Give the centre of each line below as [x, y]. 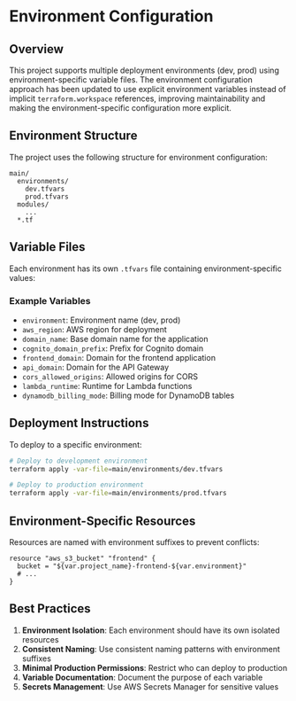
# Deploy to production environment [76, 485]
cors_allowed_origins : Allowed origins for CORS [110, 376]
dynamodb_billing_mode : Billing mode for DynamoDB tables [128, 395]
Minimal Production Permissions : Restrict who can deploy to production [155, 667]
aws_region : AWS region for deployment [95, 329]
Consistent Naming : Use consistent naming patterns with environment [151, 649]
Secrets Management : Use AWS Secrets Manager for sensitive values [150, 686]
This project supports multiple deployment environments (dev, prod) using [144, 70]
